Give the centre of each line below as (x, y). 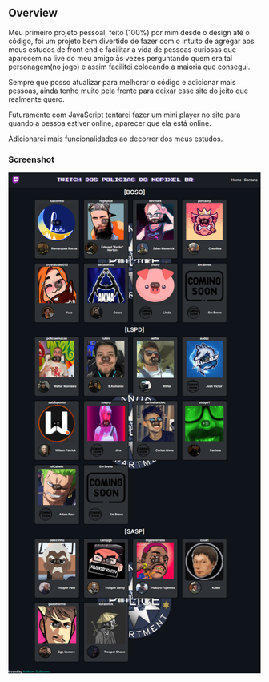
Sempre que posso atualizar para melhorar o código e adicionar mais (122, 82)
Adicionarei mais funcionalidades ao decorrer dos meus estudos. (116, 139)
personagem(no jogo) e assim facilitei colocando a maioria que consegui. (129, 67)
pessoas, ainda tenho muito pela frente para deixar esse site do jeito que (128, 91)
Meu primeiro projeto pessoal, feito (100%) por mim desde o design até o (129, 32)
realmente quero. (37, 99)
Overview (33, 13)
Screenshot (31, 159)
